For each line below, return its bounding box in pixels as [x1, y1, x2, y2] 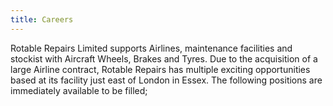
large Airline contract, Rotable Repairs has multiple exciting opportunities [10, 63, 311, 75]
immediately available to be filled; [10, 84, 148, 96]
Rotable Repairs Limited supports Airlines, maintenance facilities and [10, 42, 293, 54]
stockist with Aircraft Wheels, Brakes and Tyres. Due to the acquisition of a [10, 52, 318, 65]
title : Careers [10, 14, 74, 25]
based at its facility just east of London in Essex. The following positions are [10, 74, 323, 86]
